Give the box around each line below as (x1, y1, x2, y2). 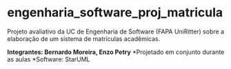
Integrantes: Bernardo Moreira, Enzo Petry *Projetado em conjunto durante (7, 48, 225, 56)
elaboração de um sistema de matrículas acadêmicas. (7, 34, 161, 42)
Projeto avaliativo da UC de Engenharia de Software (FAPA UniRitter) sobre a (7, 27, 225, 36)
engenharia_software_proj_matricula (7, 5, 223, 20)
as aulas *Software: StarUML (7, 55, 91, 63)
